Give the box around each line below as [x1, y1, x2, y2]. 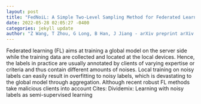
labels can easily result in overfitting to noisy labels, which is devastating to [6, 73, 192, 80]
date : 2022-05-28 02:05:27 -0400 [6, 20, 90, 26]
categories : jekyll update [6, 25, 74, 31]
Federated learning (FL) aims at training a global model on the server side [6, 47, 187, 54]
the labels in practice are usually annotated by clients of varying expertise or [6, 60, 195, 67]
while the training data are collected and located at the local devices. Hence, [6, 53, 195, 61]
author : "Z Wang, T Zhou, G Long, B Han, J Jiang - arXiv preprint [6, 31, 178, 37]
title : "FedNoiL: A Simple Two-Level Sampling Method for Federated [6, 14, 181, 20]
